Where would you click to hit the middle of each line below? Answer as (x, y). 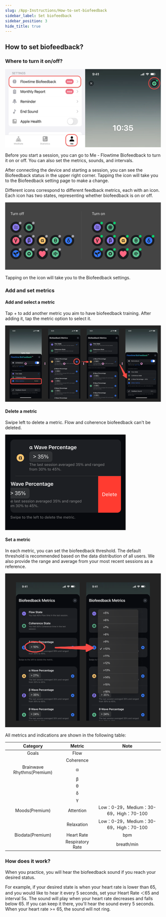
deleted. (14, 428)
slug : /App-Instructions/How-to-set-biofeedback (56, 10)
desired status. (20, 877)
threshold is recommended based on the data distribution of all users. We (80, 556)
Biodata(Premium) (33, 835)
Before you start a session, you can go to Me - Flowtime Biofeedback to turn (83, 155)
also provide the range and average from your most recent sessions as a (79, 561)
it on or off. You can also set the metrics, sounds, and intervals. (69, 160)
